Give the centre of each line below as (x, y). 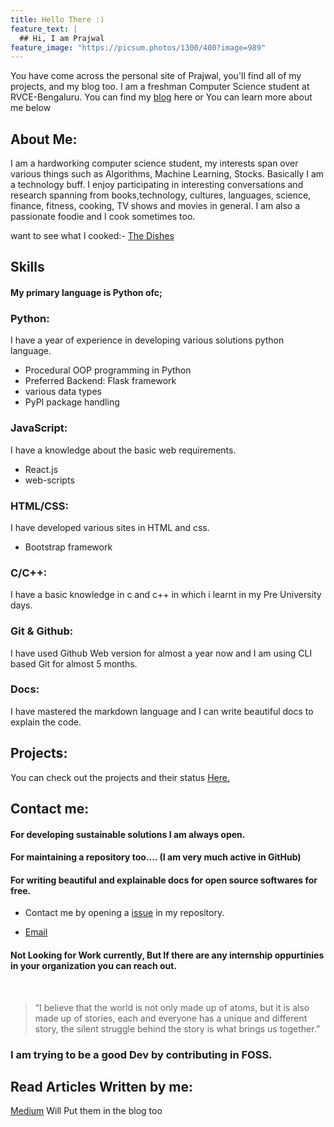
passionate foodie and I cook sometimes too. (103, 217)
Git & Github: (42, 631)
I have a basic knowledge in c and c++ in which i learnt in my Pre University (166, 595)
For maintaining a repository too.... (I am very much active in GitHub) (156, 857)
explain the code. (46, 722)
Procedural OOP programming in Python (108, 370)
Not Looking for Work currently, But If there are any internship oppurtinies (167, 955)
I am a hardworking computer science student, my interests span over (154, 163)
